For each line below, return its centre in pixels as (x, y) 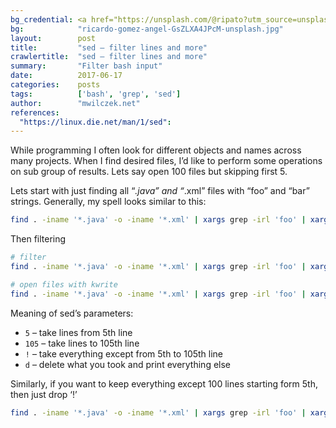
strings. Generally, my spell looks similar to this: (108, 202)
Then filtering (38, 239)
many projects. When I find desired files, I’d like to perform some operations (166, 161)
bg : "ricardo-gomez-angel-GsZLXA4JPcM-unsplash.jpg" (147, 29)
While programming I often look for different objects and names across (156, 150)
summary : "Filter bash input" (86, 66)
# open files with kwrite (64, 284)
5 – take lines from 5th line (78, 332)
